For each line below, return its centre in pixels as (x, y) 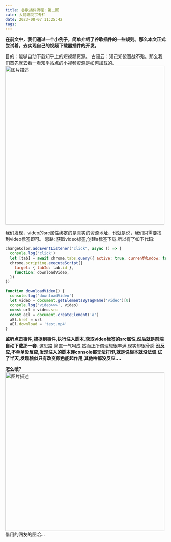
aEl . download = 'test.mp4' (38, 324)
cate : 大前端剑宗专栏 (25, 15)
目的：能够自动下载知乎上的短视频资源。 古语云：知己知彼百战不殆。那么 (82, 56)
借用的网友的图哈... (25, 534)
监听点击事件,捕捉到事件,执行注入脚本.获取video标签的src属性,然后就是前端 (85, 339)
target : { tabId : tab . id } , (44, 268)
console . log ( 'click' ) (33, 253)
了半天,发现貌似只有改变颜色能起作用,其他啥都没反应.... (63, 358)
